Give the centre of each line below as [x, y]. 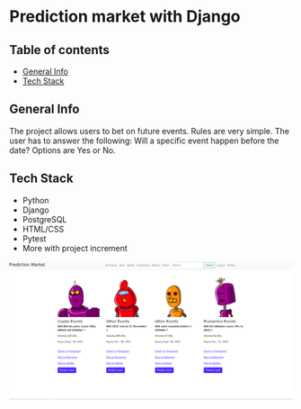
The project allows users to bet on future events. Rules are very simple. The [150, 131]
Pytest [34, 238]
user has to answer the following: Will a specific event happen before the [144, 141]
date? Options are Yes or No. [62, 150]
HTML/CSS [43, 229]
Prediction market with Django [125, 17]
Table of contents [59, 50]
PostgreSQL [44, 219]
